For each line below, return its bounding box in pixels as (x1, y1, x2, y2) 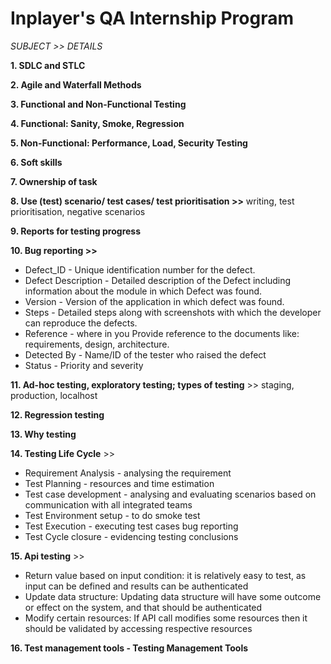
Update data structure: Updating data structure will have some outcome (24, 590, 322, 602)
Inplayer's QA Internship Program (10, 7, 294, 30)
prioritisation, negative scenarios (10, 205, 146, 217)
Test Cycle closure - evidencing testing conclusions (24, 530, 239, 542)
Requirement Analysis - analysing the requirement (24, 467, 232, 479)
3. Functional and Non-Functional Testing (10, 98, 187, 110)
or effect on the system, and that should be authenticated (24, 601, 263, 613)
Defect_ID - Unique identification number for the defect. (24, 263, 256, 276)
